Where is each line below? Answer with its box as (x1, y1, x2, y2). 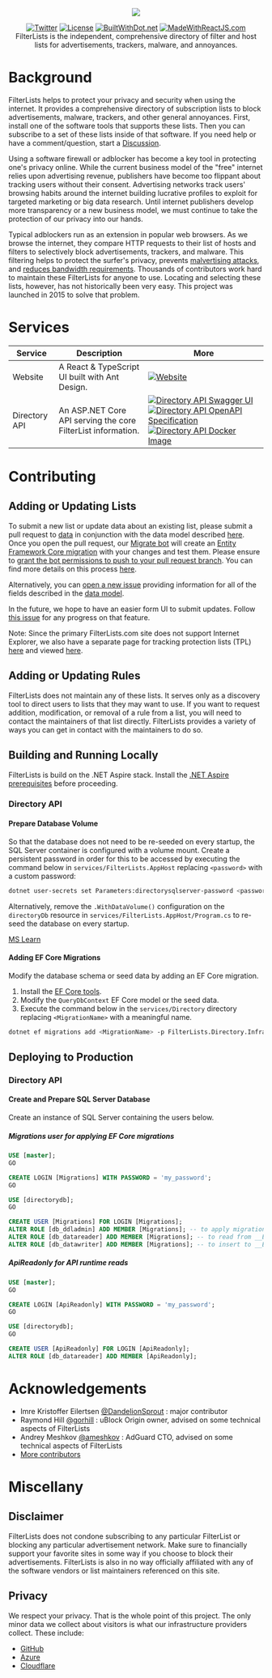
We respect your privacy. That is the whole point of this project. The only (8, 1611, 252, 1621)
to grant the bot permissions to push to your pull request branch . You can (8, 555, 253, 565)
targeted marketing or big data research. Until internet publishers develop (8, 197, 254, 206)
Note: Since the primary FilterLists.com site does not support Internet (8, 628, 240, 638)
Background (8, 69, 92, 87)
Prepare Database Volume (8, 818, 99, 829)
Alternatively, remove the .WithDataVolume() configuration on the (8, 901, 225, 911)
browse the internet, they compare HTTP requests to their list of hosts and (8, 238, 257, 248)
